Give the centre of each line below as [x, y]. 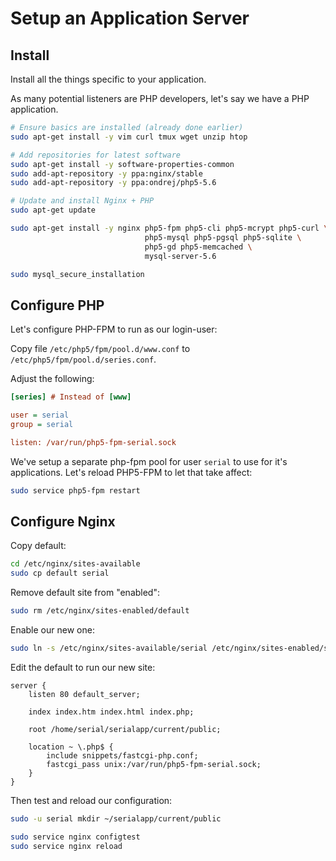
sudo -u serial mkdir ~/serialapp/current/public [116, 818]
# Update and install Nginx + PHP [82, 201]
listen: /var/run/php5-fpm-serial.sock [93, 442]
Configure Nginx [63, 521]
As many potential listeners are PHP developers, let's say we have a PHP [160, 98]
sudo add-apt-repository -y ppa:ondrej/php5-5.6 [113, 183]
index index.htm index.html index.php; [111, 712]
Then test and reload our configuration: [91, 800]
